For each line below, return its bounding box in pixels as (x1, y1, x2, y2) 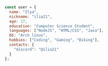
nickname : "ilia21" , (9, 14, 52, 19)
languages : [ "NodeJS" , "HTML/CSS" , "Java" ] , (9, 28, 104, 33)
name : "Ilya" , (9, 9, 39, 15)
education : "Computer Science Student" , (9, 23, 95, 29)
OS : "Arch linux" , (9, 33, 48, 38)
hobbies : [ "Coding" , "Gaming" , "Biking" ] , (9, 38, 99, 43)
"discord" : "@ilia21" (14, 47, 59, 52)
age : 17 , (9, 19, 28, 24)
